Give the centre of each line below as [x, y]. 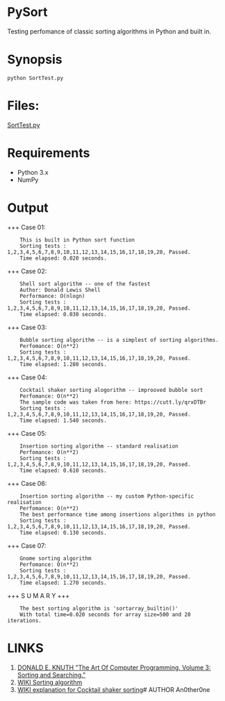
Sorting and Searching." [51, 675]
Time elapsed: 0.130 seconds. [64, 533]
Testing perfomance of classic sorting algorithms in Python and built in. [109, 31]
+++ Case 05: [27, 433]
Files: [23, 106]
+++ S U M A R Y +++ [39, 595]
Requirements [49, 153]
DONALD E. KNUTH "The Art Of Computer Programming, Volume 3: [114, 667]
